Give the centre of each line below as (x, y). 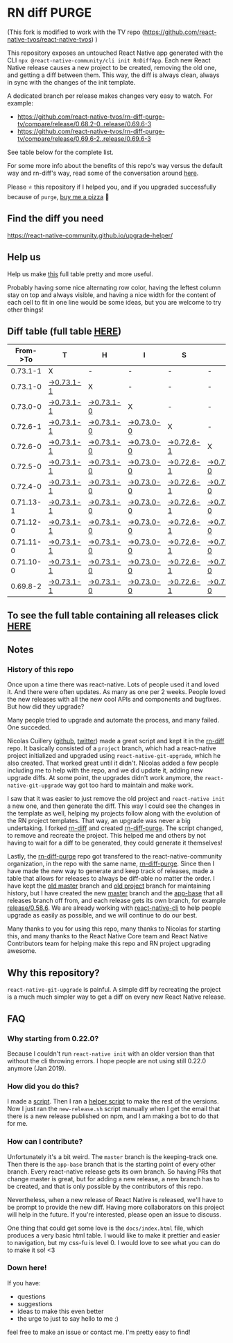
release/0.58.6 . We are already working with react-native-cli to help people (114, 908)
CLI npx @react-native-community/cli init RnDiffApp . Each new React (109, 60)
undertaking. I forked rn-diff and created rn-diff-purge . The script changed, (115, 828)
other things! (25, 310)
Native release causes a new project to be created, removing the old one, (112, 67)
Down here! (27, 1268)
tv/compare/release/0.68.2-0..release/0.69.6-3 (84, 124)
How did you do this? (43, 1086)
